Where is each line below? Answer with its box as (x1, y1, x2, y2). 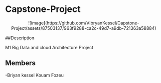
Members (5, 59, 36, 68)
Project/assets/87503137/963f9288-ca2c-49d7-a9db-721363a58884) (11, 25, 157, 31)
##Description (5, 35, 35, 41)
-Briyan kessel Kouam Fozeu (5, 72, 64, 78)
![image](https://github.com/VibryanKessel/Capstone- (28, 20, 140, 26)
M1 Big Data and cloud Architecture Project (5, 44, 94, 50)
